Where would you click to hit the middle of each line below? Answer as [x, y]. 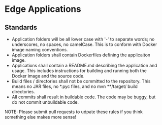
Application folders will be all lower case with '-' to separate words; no [83, 39]
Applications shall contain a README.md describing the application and [84, 65]
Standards [21, 27]
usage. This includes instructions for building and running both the [79, 71]
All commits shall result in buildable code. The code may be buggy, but [83, 97]
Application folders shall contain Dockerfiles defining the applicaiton [81, 55]
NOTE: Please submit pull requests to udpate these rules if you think [74, 112]
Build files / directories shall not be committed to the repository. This [81, 81]
